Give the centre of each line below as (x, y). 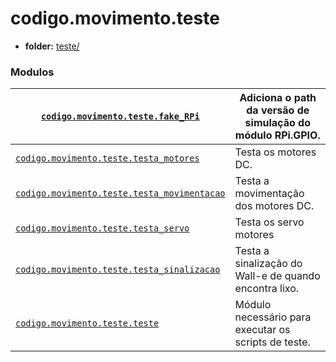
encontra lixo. (267, 289)
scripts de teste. (272, 342)
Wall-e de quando (277, 276)
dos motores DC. (274, 206)
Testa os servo (269, 222)
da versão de (278, 110)
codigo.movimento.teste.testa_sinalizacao (118, 270)
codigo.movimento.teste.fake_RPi (120, 116)
